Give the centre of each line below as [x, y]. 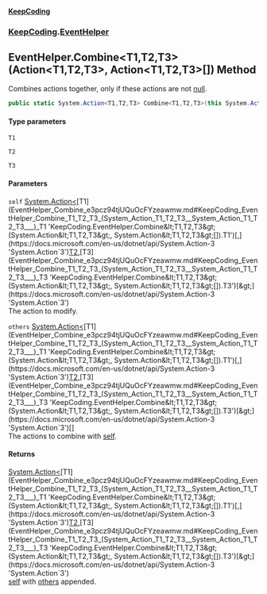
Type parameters [37, 121]
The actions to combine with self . [63, 436]
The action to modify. [43, 310]
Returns [22, 454]
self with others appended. [52, 581]
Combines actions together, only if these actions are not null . [108, 89]
